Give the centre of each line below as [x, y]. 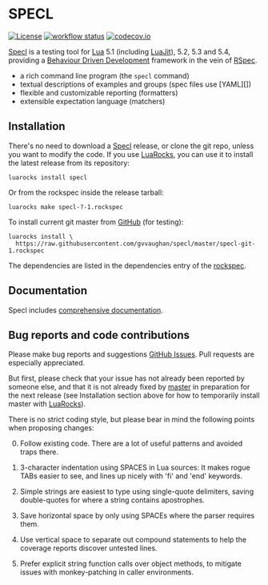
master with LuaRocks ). [47, 404]
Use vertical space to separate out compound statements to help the [133, 540]
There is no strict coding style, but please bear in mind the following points [132, 420]
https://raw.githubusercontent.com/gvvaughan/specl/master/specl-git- [136, 244]
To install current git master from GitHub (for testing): [96, 222]
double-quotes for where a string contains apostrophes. [112, 500]
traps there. [39, 452]
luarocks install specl [48, 177]
